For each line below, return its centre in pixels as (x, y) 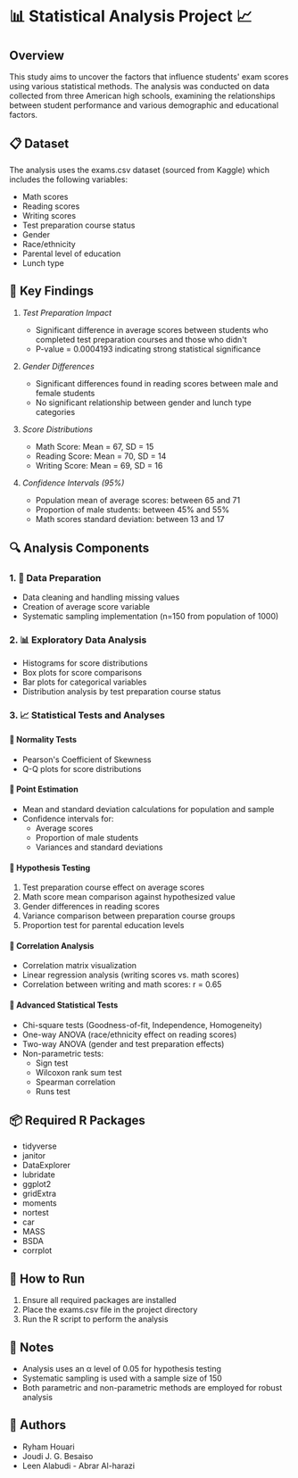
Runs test (53, 1091)
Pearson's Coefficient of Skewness (87, 760)
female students (65, 393)
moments (39, 1203)
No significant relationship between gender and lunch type (143, 403)
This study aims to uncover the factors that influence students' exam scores (149, 77)
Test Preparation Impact (66, 312)
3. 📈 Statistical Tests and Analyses (87, 715)
